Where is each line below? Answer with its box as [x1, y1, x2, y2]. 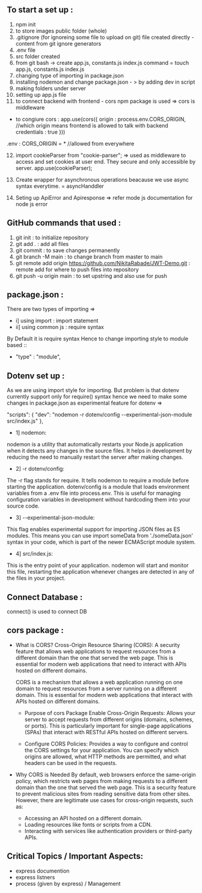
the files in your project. [7, 574, 66, 582]
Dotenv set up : [7, 370, 65, 381]
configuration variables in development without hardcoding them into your [7, 496, 191, 503]
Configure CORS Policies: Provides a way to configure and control [24, 740, 188, 747]
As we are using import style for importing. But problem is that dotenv [7, 387, 180, 394]
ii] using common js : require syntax [15, 324, 104, 331]
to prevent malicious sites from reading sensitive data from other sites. [15, 790, 191, 797]
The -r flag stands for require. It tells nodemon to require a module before [7, 477, 189, 484]
